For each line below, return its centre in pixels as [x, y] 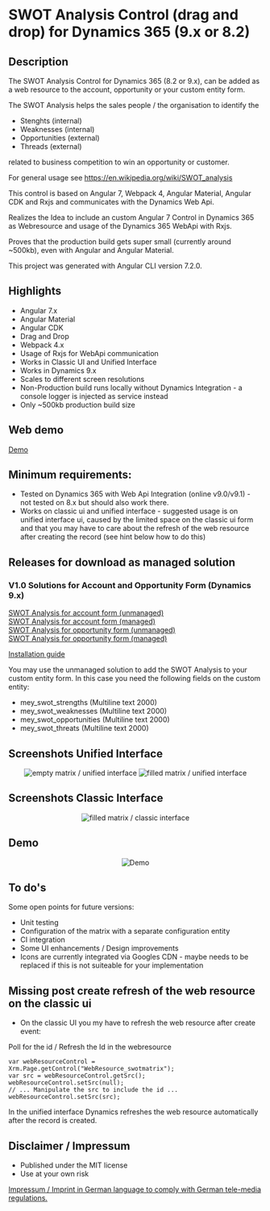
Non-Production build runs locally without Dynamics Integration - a [131, 388]
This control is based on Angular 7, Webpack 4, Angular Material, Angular [130, 193]
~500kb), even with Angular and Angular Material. [91, 250]
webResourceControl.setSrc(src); [64, 1097]
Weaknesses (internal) [57, 129]
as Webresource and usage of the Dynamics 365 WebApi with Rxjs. [120, 226]
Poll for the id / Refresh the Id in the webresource [90, 1047]
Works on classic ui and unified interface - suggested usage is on [129, 511]
